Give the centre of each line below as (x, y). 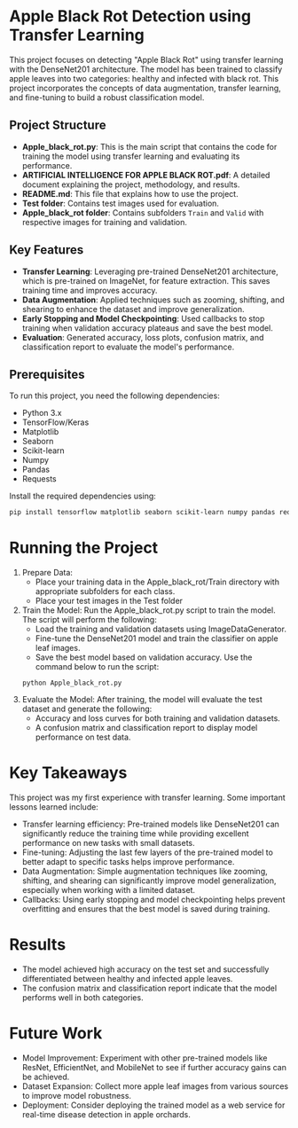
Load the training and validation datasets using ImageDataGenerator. (161, 629)
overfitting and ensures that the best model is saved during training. (146, 909)
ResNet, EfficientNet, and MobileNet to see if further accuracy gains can (154, 1067)
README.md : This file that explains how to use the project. (130, 193)
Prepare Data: (47, 573)
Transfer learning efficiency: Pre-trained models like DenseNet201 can (150, 824)
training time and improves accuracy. (90, 290)
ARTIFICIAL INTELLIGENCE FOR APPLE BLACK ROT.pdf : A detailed (146, 175)
